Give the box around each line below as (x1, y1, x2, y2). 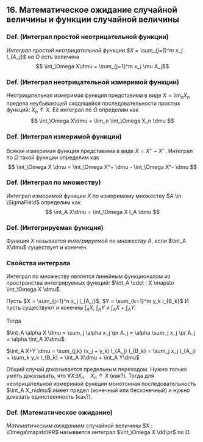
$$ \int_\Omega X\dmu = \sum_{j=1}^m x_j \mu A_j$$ (35, 62, 169, 70)
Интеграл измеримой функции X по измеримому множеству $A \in (6, 192, 182, 199)
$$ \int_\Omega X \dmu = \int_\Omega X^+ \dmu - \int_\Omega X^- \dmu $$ (8, 163, 197, 170)
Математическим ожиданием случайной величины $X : (6, 422, 153, 429)
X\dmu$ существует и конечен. (6, 244, 88, 251)
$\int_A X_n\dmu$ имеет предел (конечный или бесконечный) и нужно (6, 387, 190, 394)
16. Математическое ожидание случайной (6, 5, 178, 15)
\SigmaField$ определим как (6, 198, 81, 206)
